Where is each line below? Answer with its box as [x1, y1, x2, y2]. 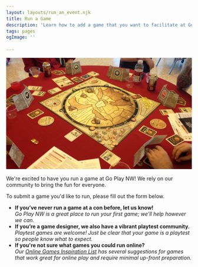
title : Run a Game [6, 15, 51, 22]
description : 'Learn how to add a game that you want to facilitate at [6, 22, 186, 28]
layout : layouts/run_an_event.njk [6, 9, 91, 15]
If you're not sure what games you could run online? [14, 242, 146, 249]
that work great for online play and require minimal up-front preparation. [14, 254, 192, 262]
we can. [14, 217, 34, 224]
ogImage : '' [6, 34, 35, 41]
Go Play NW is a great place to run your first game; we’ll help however [14, 210, 186, 217]
